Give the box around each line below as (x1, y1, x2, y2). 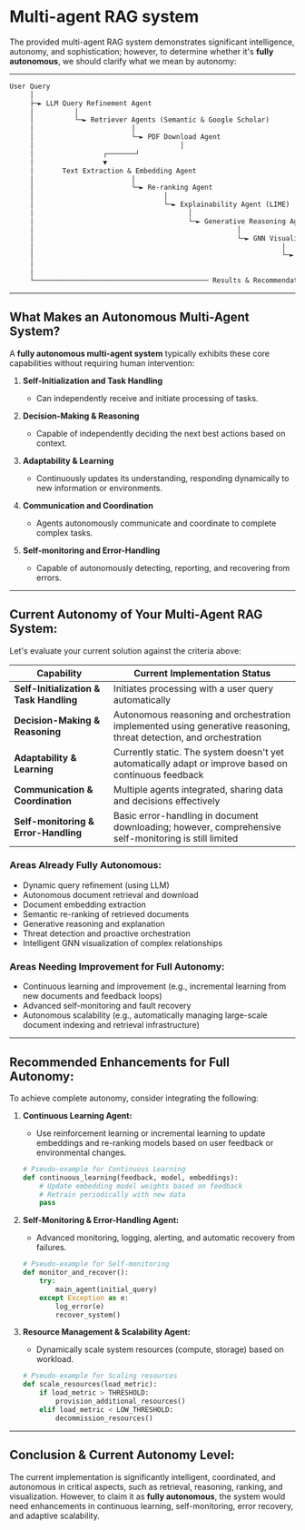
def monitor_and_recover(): (22, 1268, 129, 1278)
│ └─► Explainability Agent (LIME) (29, 200, 290, 210)
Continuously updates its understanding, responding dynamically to (35, 472, 290, 483)
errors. (35, 572, 62, 583)
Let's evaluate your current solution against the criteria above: (9, 645, 242, 656)
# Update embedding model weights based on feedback (39, 1181, 243, 1190)
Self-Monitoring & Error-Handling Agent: (22, 1215, 180, 1226)
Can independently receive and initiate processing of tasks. (35, 392, 259, 403)
